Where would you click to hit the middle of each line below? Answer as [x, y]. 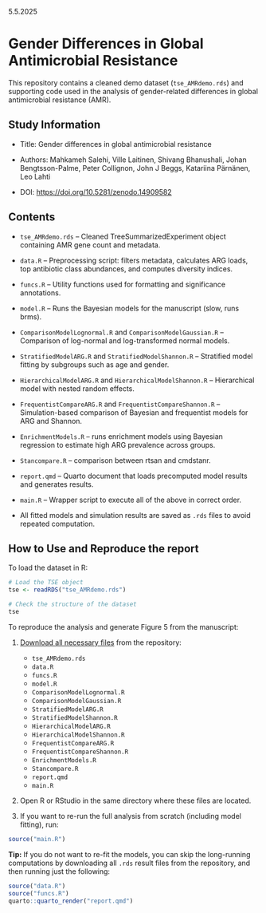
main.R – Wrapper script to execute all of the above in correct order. [130, 500]
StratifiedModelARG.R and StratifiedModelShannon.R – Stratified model [136, 356]
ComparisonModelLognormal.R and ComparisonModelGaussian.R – [122, 332]
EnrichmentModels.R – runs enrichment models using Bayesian [121, 436]
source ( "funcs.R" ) [39, 893]
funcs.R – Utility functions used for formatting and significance [122, 284]
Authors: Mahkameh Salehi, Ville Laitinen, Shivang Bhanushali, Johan [133, 160]
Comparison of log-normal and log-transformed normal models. [125, 340]
